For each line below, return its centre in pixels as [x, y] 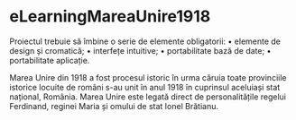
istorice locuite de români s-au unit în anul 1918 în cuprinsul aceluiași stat [145, 87]
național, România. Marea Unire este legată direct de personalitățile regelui [148, 97]
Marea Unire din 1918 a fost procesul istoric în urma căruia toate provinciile [148, 77]
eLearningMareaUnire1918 [110, 17]
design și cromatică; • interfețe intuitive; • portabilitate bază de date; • [140, 50]
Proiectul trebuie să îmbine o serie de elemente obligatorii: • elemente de [145, 41]
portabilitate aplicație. [50, 60]
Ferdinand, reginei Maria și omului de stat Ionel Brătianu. [114, 106]
